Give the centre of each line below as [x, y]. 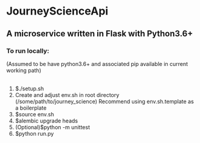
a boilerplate [31, 108]
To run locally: [28, 51]
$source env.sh [35, 114]
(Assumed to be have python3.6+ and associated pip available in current [97, 64]
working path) [24, 70]
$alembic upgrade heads [46, 121]
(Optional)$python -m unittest [52, 127]
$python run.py [34, 133]
